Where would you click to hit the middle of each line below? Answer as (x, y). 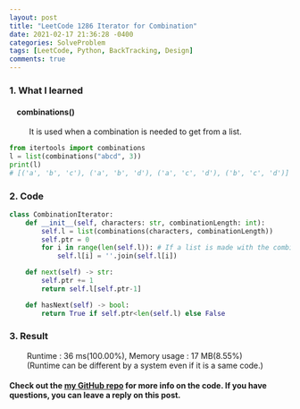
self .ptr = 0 (66, 239)
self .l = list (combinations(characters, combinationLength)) (158, 231)
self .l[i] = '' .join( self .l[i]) (117, 256)
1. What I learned (46, 90)
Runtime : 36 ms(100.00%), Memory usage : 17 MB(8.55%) (134, 355)
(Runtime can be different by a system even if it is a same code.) (145, 365)
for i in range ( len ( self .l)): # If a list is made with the (155, 248)
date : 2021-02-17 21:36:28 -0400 (71, 34)
